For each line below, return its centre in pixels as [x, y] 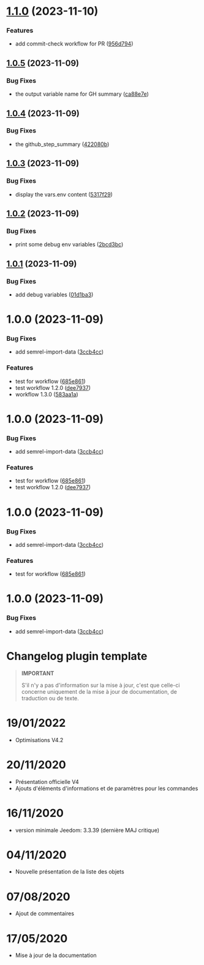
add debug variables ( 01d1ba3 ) [54, 294]
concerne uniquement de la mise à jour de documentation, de [99, 691]
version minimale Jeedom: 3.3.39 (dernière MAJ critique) [87, 830]
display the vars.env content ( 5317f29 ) [64, 194]
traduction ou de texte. [50, 698]
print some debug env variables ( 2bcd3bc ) [69, 244]
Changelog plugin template [77, 656]
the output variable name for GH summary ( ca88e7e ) [82, 94]
